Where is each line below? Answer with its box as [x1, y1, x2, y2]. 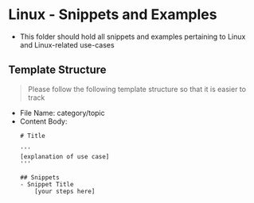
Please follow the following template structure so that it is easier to [27, 84, 247, 94]
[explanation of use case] [19, 152, 110, 160]
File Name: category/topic [19, 108, 105, 117]
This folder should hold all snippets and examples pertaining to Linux [19, 32, 246, 41]
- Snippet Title [19, 180, 74, 188]
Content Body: [19, 117, 68, 126]
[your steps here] [34, 187, 96, 195]
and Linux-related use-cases [19, 40, 115, 49]
